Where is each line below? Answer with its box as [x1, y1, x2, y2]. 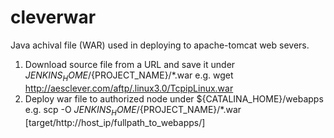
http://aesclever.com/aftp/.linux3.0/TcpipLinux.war [24, 82, 234, 94]
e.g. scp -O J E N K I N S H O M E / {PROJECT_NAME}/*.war [24, 103, 242, 118]
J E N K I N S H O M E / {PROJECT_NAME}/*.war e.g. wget [24, 69, 234, 83]
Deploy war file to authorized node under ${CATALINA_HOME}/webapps [24, 92, 324, 105]
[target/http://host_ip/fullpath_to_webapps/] [24, 116, 206, 128]
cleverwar [10, 6, 97, 29]
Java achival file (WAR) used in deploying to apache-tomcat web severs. [10, 39, 310, 51]
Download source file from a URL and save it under [24, 58, 236, 70]
